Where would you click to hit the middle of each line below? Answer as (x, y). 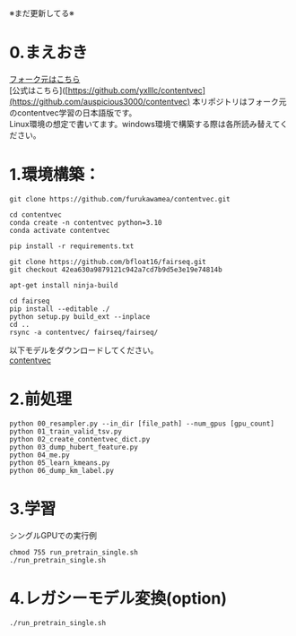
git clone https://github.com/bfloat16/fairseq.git (108, 262)
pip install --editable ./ (60, 309)
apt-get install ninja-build (64, 285)
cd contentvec (36, 215)
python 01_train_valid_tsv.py (66, 431)
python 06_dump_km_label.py (62, 470)
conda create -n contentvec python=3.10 (86, 222)
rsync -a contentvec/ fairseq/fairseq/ (84, 332)
